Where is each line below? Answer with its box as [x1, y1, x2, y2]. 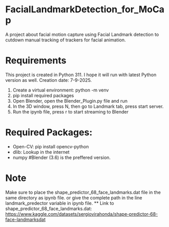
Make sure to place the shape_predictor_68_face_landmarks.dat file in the [5, 189, 161, 195]
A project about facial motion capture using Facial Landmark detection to [5, 31, 159, 37]
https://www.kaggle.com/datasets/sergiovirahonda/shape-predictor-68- [5, 211, 158, 217]
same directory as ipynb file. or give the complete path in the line [5, 194, 142, 200]
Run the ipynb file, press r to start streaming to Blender [12, 108, 129, 115]
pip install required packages [12, 92, 74, 98]
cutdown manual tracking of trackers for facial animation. [5, 37, 126, 43]
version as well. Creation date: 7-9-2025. [5, 77, 92, 83]
